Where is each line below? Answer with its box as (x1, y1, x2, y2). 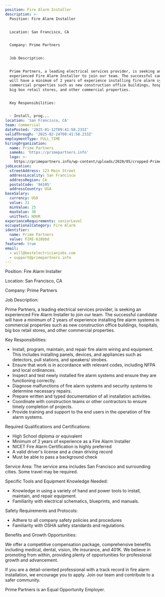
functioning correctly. (12, 378, 56, 383)
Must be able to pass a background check (12, 454, 98, 460)
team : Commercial (5, 123, 41, 128)
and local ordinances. (12, 367, 56, 373)
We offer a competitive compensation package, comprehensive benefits (5, 542, 151, 547)
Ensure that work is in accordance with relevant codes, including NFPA (12, 362, 156, 368)
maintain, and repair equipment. (12, 493, 77, 499)
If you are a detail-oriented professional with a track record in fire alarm (5, 567, 150, 572)
